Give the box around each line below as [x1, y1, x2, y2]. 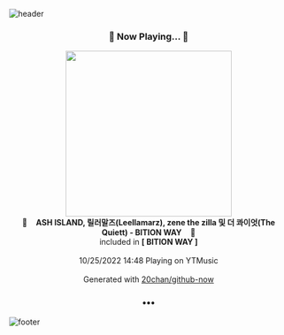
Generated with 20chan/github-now [83, 274, 214, 285]
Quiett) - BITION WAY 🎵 [101, 227, 196, 238]
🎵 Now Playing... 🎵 [108, 30, 189, 42]
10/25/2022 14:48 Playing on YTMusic [79, 255, 219, 266]
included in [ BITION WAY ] [99, 237, 198, 247]
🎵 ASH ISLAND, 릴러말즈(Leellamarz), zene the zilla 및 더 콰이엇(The [21, 217, 276, 228]
